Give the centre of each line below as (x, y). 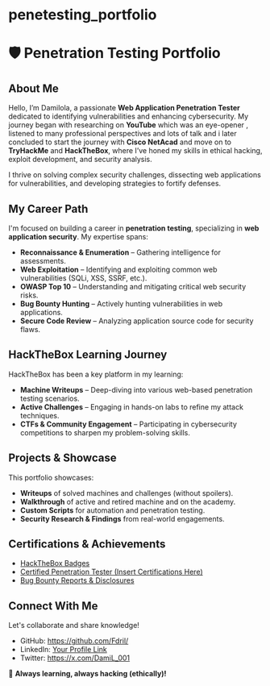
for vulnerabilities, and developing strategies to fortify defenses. (115, 184)
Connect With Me (53, 606)
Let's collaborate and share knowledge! (74, 626)
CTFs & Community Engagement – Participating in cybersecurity (129, 424)
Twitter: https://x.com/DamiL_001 (75, 658)
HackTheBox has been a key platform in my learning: (96, 374)
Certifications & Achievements (87, 545)
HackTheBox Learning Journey (88, 355)
